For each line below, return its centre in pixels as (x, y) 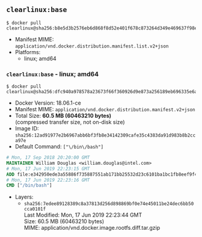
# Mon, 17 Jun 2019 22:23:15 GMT (48, 168)
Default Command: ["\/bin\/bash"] (59, 147)
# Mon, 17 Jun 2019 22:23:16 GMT (48, 180)
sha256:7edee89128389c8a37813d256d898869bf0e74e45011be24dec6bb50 (109, 204)
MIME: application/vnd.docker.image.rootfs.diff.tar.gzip (92, 228)
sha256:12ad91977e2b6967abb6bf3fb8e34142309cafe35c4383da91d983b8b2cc (105, 135)
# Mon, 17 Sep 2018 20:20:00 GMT (48, 158)
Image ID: (27, 129)
